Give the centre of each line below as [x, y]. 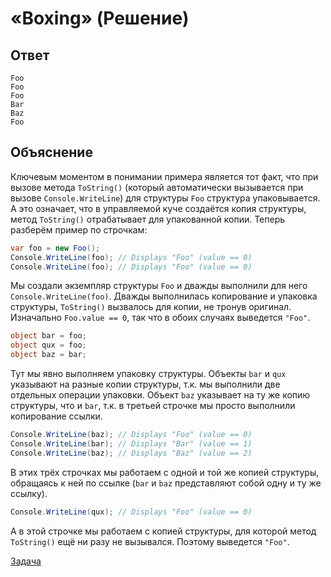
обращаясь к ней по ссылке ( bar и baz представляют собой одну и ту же [166, 483]
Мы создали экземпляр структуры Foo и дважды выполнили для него [159, 286]
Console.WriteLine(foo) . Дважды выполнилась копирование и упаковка [164, 296]
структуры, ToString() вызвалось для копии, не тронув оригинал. [151, 307]
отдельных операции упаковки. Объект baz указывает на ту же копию [160, 395]
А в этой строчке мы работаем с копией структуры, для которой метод [163, 531]
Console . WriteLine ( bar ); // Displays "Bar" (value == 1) [131, 443]
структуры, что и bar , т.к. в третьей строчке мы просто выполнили [153, 406]
